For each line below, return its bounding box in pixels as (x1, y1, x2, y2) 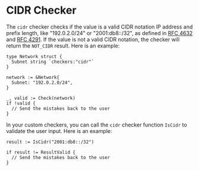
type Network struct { (6, 53, 62, 59)
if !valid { (6, 100, 36, 106)
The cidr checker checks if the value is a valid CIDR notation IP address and (6, 23, 193, 30)
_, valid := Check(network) (6, 95, 76, 101)
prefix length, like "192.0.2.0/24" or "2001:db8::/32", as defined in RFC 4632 (6, 29, 193, 36)
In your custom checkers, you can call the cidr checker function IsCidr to (6, 121, 187, 128)
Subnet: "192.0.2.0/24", (11, 80, 73, 85)
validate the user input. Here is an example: (6, 127, 112, 134)
